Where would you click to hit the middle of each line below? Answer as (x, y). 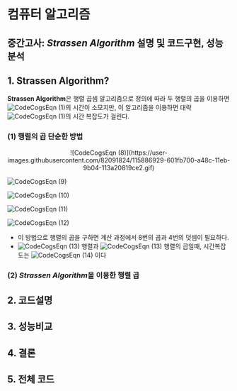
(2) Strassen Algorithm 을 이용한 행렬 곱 (74, 275)
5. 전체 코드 (31, 379)
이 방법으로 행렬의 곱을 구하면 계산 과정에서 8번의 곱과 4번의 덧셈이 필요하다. (123, 237)
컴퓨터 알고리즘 (49, 15)
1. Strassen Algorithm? (58, 81)
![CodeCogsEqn (93, 153)
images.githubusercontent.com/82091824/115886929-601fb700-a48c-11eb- (119, 160)
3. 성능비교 (30, 327)
